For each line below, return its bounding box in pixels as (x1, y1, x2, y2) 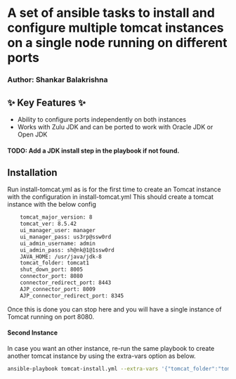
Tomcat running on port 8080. (7, 312, 95, 321)
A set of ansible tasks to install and (7, 5, 216, 21)
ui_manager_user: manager (20, 227, 96, 234)
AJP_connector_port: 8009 (20, 285, 96, 293)
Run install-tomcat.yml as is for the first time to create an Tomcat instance (7, 185, 221, 194)
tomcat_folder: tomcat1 (20, 259, 90, 266)
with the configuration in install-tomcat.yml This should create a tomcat (7, 193, 214, 201)
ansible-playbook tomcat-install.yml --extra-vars (7, 365, 159, 372)
